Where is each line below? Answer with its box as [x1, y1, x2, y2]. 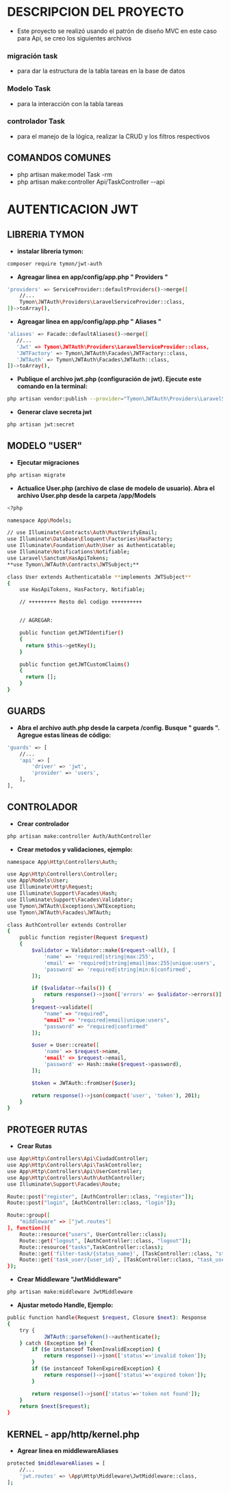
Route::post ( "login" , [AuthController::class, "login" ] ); [7, 1199, 176, 1207]
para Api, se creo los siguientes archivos [16, 34, 132, 42]
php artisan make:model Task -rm [16, 170, 113, 178]
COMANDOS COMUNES [7, 152, 112, 164]
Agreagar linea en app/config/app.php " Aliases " [16, 317, 162, 326]
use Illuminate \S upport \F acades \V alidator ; [7, 896, 133, 903]
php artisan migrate [7, 471, 66, 479]
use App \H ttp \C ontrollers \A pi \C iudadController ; [7, 1155, 149, 1162]
